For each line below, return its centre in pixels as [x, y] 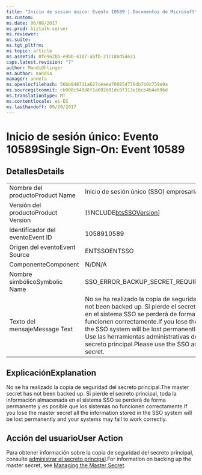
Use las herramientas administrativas [137, 336]
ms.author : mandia [29, 73]
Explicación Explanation [51, 372]
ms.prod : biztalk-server [37, 29]
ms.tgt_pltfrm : [25, 46]
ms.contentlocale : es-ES [37, 101]
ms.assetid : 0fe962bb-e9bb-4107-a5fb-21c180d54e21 [71, 57]
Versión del [25, 205]
